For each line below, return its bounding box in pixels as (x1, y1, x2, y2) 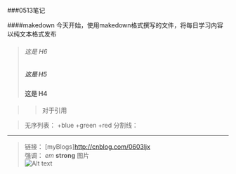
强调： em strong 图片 (24, 152, 90, 160)
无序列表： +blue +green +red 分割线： (24, 121, 138, 130)
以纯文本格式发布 (7, 30, 57, 38)
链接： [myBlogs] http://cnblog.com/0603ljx (24, 142, 151, 151)
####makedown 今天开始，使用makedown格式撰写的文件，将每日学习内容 (7, 21, 223, 29)
